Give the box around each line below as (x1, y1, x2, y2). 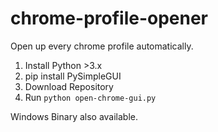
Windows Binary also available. (10, 110, 139, 122)
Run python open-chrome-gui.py (24, 91, 157, 103)
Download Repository (24, 80, 114, 92)
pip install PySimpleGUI (24, 70, 122, 82)
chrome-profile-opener (10, 7, 209, 30)
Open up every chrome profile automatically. (10, 40, 194, 52)
